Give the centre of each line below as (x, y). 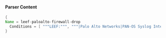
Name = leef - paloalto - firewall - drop (43, 22)
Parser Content (21, 7)
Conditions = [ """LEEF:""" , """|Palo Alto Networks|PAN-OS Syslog (81, 26)
